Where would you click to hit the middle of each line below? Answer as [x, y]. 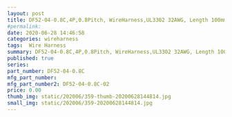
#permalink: [24, 26]
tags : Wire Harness [37, 45]
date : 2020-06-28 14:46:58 [46, 33]
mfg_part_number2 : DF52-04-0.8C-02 [58, 84]
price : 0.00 [24, 90]
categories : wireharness [43, 39]
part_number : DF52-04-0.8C [46, 71]
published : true [30, 58]
